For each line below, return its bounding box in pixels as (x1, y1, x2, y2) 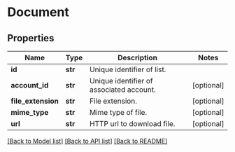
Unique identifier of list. (90, 64, 166, 74)
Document (7, 4, 70, 20)
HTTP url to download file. (90, 119, 176, 128)
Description (117, 53, 157, 62)
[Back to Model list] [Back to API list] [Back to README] (7, 137, 168, 145)
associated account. (90, 85, 156, 95)
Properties (7, 32, 55, 44)
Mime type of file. (90, 108, 148, 117)
